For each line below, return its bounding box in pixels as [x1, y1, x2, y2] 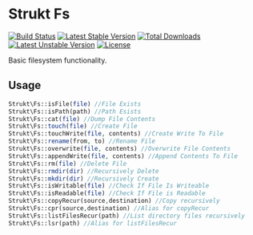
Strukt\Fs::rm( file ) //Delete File [8, 160, 127, 168]
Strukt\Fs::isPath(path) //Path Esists [8, 107, 142, 115]
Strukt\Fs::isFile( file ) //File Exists [8, 99, 142, 108]
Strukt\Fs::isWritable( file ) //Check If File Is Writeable [8, 182, 210, 190]
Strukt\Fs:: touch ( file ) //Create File [8, 122, 138, 131]
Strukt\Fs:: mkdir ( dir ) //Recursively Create [8, 174, 159, 183]
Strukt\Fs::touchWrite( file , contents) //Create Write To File [8, 130, 224, 138]
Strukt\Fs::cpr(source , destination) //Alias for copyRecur [8, 205, 210, 213]
